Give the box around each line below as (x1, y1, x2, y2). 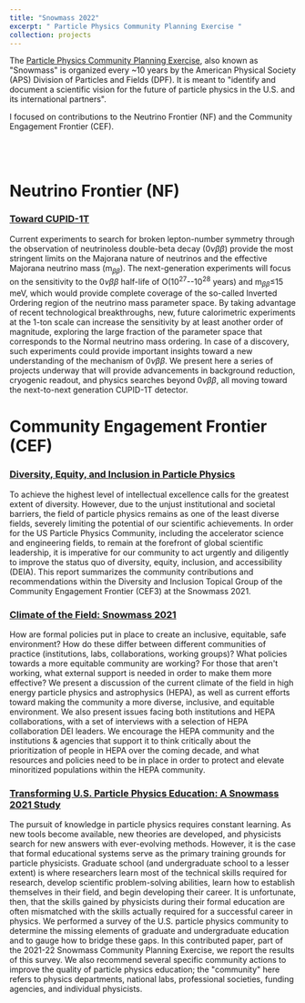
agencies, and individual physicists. (9, 984, 143, 995)
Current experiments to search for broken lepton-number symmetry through (9, 233, 295, 244)
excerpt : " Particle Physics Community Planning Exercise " (9, 22, 243, 31)
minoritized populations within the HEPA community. (9, 764, 206, 775)
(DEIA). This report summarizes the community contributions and (9, 566, 254, 577)
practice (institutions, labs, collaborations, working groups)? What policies (9, 648, 288, 659)
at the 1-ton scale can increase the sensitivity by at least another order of (9, 317, 284, 328)
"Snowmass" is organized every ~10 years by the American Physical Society (9, 65, 297, 76)
